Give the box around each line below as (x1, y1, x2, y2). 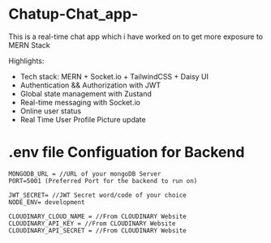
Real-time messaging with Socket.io (19, 97, 140, 107)
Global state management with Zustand (19, 88, 153, 98)
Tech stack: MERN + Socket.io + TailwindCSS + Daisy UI (19, 71, 209, 81)
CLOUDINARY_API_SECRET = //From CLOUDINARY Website (8, 226, 187, 235)
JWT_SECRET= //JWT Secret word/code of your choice (8, 191, 187, 199)
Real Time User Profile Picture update (19, 114, 146, 124)
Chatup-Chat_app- (8, 5, 139, 23)
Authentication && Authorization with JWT (19, 80, 161, 90)
